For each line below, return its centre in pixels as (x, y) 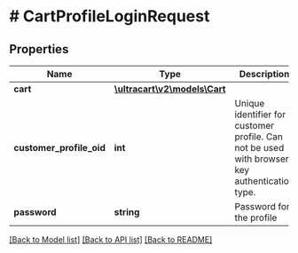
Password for (262, 206)
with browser (262, 159)
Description (264, 74)
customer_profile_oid (60, 148)
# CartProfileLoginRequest (110, 16)
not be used (259, 148)
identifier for (260, 115)
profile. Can (259, 137)
